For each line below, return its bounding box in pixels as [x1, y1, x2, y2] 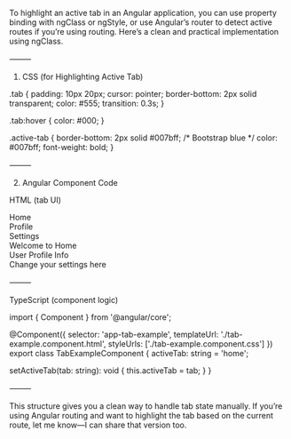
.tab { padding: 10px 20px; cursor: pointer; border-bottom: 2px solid [9, 89, 257, 99]
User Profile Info [9, 250, 69, 260]
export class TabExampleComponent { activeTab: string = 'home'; [9, 348, 249, 358]
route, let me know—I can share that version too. [9, 419, 187, 430]
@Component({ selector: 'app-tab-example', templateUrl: [9, 329, 219, 339]
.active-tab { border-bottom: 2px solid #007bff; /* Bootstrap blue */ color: [9, 132, 278, 143]
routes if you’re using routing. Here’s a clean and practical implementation [9, 27, 279, 36]
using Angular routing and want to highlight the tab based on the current [9, 411, 273, 420]
